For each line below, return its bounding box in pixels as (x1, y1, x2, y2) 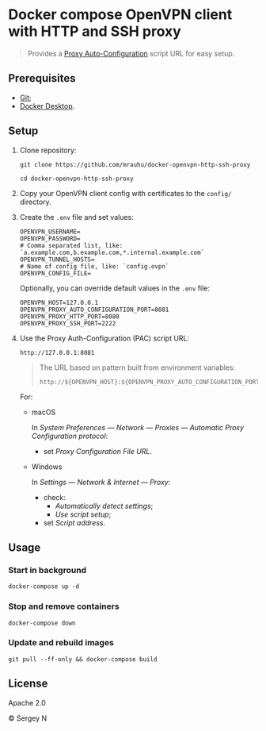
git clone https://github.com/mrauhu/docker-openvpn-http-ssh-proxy (19, 160, 251, 168)
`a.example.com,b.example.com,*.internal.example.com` (19, 248, 205, 256)
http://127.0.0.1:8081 (19, 348, 95, 356)
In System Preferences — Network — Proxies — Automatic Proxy (31, 422, 244, 432)
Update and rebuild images (8, 637, 115, 648)
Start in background (8, 564, 87, 575)
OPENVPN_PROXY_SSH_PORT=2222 (19, 319, 116, 327)
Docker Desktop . (19, 101, 75, 110)
